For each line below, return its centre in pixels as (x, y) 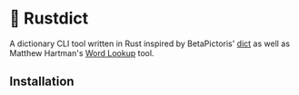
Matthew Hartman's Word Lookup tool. (82, 52)
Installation (42, 82)
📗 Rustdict (49, 19)
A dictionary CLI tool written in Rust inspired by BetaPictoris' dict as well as (150, 43)
